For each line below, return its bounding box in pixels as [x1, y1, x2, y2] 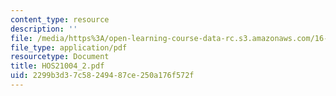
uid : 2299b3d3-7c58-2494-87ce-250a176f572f [10, 71, 195, 81]
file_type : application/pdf [10, 42, 128, 53]
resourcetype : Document [10, 52, 110, 62]
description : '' [10, 24, 78, 34]
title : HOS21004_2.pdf [10, 61, 105, 71]
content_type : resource [10, 14, 110, 25]
